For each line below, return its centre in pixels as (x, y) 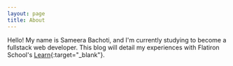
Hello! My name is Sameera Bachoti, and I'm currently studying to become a (117, 40)
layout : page (26, 14)
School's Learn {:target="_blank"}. (56, 55)
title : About (26, 20)
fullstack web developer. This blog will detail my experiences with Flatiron (113, 47)
